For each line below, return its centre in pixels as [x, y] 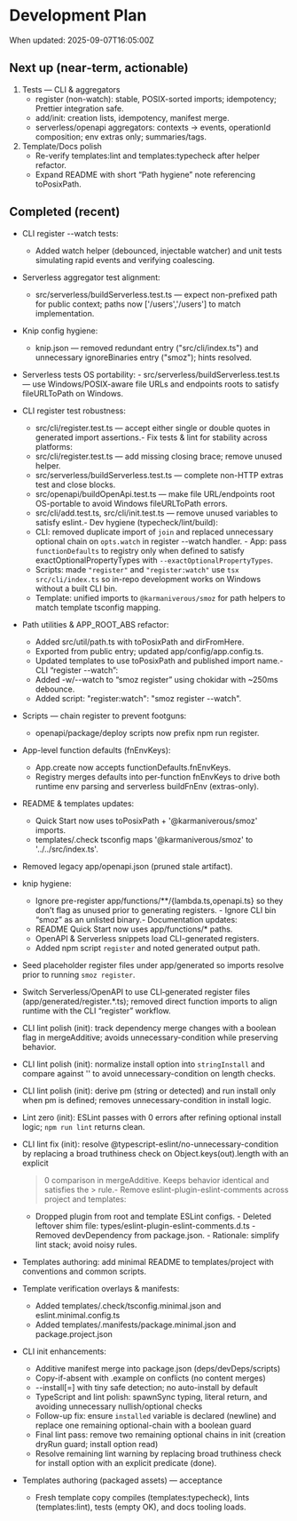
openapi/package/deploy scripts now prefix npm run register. [147, 732]
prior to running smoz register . [78, 974]
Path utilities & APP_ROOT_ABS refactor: [95, 624]
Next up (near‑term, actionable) [99, 68]
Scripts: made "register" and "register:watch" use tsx [137, 569]
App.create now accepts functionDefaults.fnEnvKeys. [133, 767]
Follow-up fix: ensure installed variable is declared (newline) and [156, 1415]
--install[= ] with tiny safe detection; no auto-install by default [147, 1387]
